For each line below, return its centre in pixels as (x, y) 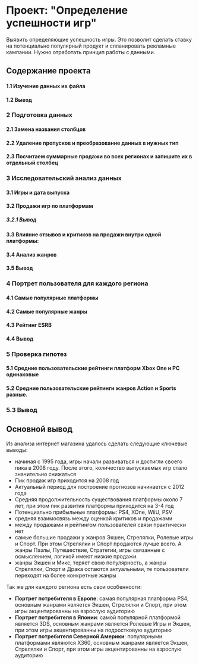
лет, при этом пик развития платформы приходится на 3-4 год (94, 505)
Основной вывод (40, 429)
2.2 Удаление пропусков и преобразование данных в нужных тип (93, 143)
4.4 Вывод (20, 338)
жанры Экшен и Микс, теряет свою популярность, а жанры (91, 563)
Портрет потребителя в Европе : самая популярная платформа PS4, (102, 598)
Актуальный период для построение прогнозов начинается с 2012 (99, 486)
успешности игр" (51, 23)
